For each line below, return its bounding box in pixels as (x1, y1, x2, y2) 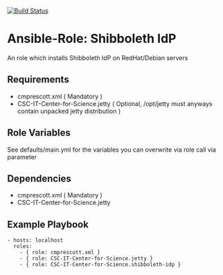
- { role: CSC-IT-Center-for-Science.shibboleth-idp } (19, 261, 181, 268)
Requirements (7, 73, 69, 86)
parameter (7, 152, 37, 161)
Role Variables (7, 127, 71, 139)
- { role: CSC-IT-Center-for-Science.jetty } (19, 255, 154, 263)
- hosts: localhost (7, 237, 64, 244)
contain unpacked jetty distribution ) (17, 107, 121, 115)
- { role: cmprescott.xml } (19, 249, 100, 256)
